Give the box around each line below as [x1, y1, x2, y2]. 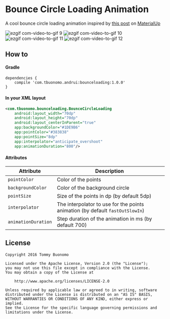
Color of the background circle [57, 184, 130, 191]
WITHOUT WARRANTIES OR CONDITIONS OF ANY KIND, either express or [5, 296, 148, 301]
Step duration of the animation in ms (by [57, 215, 152, 222]
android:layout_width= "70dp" [14, 111, 76, 116]
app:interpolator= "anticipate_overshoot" [14, 139, 103, 144]
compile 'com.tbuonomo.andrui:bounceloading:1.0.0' [14, 80, 125, 85]
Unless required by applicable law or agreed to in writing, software [5, 287, 157, 293]
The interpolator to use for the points [57, 201, 144, 208]
